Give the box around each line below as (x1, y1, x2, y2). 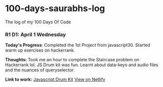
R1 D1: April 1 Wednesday (5, 31, 66, 38)
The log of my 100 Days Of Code (5, 19, 71, 25)
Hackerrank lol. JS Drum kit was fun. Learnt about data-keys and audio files (5, 62, 159, 68)
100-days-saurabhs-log (5, 3, 105, 14)
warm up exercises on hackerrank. (5, 47, 75, 53)
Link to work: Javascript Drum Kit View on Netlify (5, 76, 106, 83)
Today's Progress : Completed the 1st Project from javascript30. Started (5, 42, 151, 48)
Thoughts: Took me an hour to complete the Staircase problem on (5, 57, 139, 63)
